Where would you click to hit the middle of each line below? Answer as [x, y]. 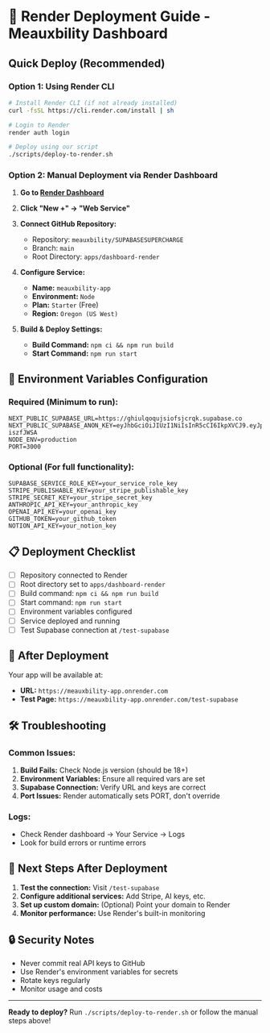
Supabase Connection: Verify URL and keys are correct [113, 787]
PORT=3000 [25, 447]
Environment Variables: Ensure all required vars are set [112, 779]
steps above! [30, 1021]
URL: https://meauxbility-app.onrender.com [94, 691]
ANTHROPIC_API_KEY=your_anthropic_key [73, 505]
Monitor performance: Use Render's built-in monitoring [112, 914]
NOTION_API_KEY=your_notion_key [62, 526]
